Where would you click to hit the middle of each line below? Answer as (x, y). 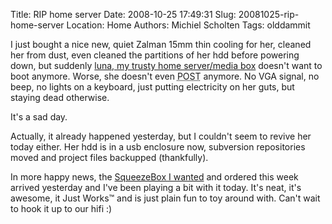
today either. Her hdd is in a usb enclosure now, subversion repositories (158, 147)
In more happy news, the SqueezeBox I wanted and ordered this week (154, 177)
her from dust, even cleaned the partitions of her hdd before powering (155, 55)
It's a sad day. (39, 117)
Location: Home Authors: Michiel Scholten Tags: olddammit (188, 25)
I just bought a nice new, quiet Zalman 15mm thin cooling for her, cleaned (161, 44)
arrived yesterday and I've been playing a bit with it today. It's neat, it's (156, 187)
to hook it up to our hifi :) (61, 208)
